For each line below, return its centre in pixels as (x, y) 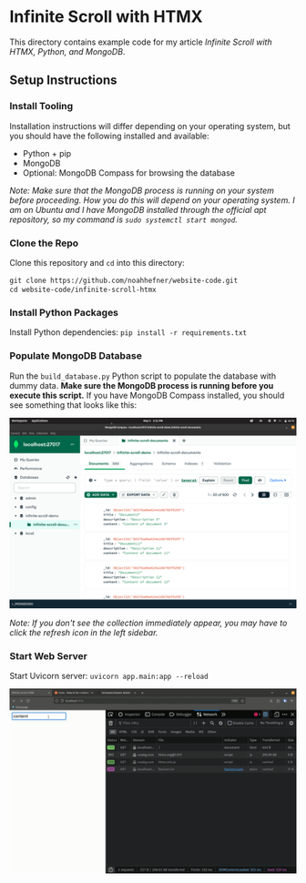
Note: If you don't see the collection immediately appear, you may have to (148, 623)
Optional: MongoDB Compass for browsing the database (128, 173)
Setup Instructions (63, 81)
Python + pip (47, 153)
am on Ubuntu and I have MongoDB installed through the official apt (138, 209)
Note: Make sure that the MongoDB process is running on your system (142, 190)
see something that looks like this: (73, 405)
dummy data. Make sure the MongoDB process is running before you (142, 385)
